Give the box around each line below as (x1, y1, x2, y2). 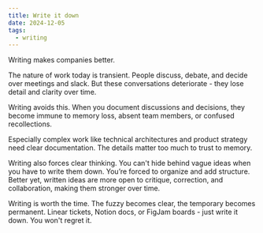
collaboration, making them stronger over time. (8, 183, 161, 194)
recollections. (8, 119, 53, 129)
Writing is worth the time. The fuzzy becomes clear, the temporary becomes (8, 199, 256, 209)
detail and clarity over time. (8, 88, 97, 97)
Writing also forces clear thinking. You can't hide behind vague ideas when (8, 159, 251, 168)
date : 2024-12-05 (8, 19, 65, 27)
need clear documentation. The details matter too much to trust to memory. (8, 143, 253, 152)
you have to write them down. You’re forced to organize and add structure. (8, 167, 250, 176)
